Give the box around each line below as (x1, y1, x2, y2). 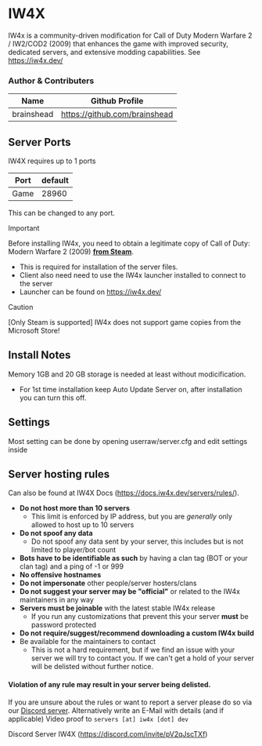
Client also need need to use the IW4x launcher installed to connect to (19, 271, 246, 280)
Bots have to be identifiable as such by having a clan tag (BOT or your (19, 554, 248, 563)
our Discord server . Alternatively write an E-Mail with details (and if (8, 705, 224, 715)
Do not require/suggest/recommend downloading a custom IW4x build (19, 628, 254, 638)
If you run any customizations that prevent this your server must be (31, 612, 249, 621)
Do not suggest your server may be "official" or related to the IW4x (19, 587, 241, 596)
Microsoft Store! (8, 326, 60, 336)
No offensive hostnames (19, 570, 102, 580)
